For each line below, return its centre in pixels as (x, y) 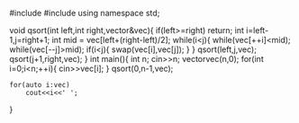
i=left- (258, 30)
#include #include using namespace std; (85, 13)
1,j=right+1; (30, 40)
